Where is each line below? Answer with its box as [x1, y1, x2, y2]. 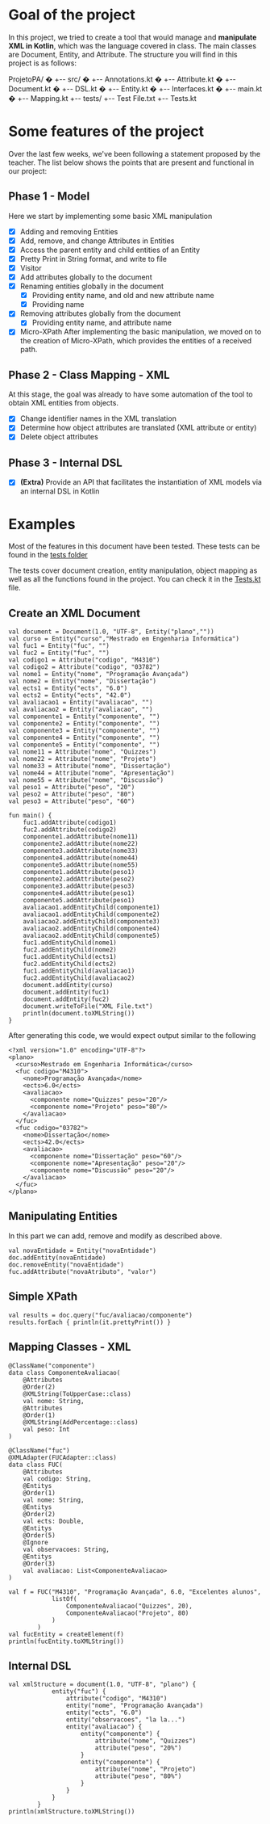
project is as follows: [8, 58, 77, 68]
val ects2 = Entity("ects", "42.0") [8, 691, 131, 700]
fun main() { [8, 812, 52, 820]
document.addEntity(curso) [23, 981, 114, 990]
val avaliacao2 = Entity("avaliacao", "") [8, 705, 153, 714]
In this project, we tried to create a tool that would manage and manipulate [8, 32, 257, 42]
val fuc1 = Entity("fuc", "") [8, 642, 110, 650]
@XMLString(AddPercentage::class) [23, 1418, 139, 1427]
